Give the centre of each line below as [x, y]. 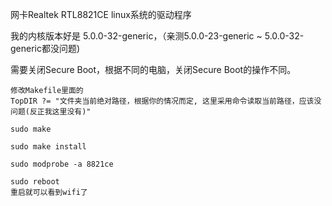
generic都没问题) [45, 48]
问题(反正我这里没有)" [51, 112]
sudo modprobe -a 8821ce [62, 164]
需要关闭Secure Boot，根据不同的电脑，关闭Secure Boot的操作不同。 [153, 69]
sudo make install [48, 147]
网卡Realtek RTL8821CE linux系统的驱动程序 [101, 14]
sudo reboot [35, 182]
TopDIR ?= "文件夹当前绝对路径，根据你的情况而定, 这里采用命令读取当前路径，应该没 [166, 101]
